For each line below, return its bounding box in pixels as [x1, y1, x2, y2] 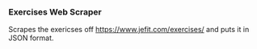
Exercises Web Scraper [8, 6, 103, 18]
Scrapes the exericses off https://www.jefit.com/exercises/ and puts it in [8, 25, 250, 35]
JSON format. [8, 33, 54, 43]
